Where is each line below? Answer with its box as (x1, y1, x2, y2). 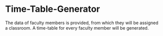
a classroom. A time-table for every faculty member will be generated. (5, 25, 149, 31)
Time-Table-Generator (5, 3, 100, 15)
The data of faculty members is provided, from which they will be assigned (5, 20, 159, 26)
